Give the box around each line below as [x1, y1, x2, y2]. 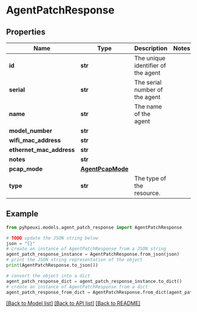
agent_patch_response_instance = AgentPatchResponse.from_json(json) [6, 252, 180, 257]
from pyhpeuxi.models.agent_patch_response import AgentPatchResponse [6, 224, 182, 230]
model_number [9, 127, 53, 135]
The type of [134, 174, 167, 182]
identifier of [134, 62, 167, 69]
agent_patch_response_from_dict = [6, 289, 91, 295]
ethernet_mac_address [9, 146, 75, 154]
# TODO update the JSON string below [6, 235, 98, 241]
